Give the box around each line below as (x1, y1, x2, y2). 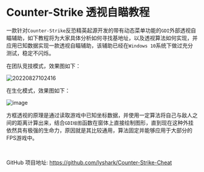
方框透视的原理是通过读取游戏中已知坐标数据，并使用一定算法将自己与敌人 (6, 111, 192, 119)
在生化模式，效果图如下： (6, 87, 70, 94)
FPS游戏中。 (6, 134, 38, 141)
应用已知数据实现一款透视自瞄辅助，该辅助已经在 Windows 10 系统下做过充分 (6, 42, 193, 49)
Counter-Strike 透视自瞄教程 (6, 5, 150, 19)
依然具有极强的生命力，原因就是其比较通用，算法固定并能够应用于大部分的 (6, 127, 192, 134)
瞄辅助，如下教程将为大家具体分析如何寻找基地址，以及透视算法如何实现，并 (6, 34, 198, 41)
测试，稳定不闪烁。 (6, 49, 55, 56)
